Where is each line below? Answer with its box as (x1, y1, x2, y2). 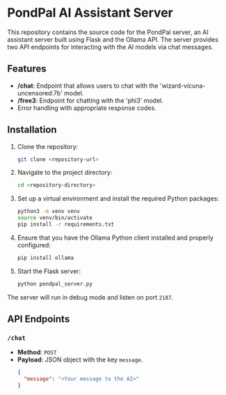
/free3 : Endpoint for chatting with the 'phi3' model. (17, 96, 163, 104)
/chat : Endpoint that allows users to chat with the (17, 82, 159, 90)
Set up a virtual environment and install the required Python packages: (17, 194, 220, 203)
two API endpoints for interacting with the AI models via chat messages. (7, 42, 213, 51)
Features (7, 63, 47, 75)
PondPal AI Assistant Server (7, 5, 174, 21)
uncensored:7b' (17, 88, 63, 97)
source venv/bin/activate (17, 215, 92, 222)
